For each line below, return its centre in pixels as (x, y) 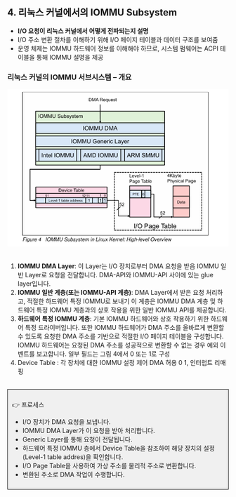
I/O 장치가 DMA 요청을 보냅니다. (66, 422)
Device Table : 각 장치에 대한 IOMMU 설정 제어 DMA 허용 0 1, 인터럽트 (115, 362)
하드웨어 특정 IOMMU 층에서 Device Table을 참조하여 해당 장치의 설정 (119, 448)
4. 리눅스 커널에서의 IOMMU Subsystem (92, 13)
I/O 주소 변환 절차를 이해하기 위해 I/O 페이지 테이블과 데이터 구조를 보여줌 (118, 39)
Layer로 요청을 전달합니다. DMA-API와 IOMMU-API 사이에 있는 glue (119, 274)
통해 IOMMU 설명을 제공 (70, 57)
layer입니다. (34, 284)
